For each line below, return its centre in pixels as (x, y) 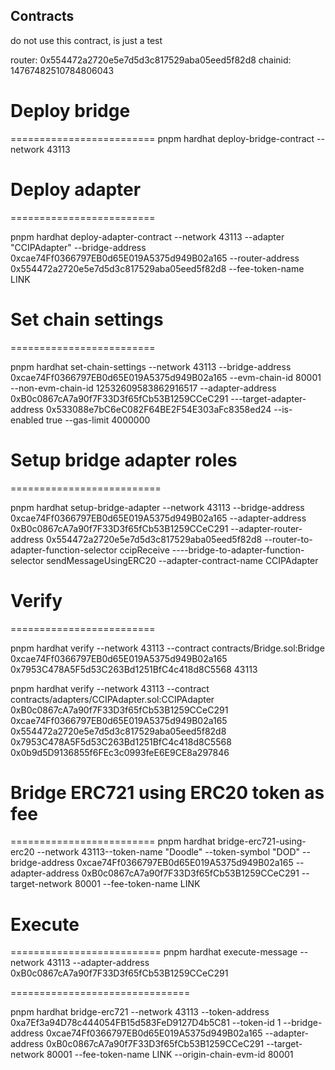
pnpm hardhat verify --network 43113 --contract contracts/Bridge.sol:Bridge (167, 648)
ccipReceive (144, 550)
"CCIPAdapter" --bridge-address (78, 247)
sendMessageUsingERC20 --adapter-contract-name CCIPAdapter (182, 560)
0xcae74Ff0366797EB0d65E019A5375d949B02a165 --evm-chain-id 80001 (166, 377)
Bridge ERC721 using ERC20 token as (167, 792)
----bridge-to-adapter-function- (238, 550)
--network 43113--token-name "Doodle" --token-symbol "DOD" (168, 852)
